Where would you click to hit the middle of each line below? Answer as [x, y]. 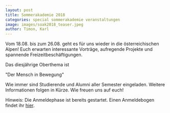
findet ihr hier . [20, 105]
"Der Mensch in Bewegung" [35, 74]
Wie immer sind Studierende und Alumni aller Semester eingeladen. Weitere [85, 85]
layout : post [19, 10]
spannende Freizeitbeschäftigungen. [44, 55]
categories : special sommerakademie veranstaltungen [63, 20]
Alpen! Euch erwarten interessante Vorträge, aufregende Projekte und [79, 49]
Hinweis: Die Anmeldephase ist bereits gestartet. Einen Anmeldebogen [80, 100]
